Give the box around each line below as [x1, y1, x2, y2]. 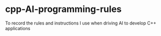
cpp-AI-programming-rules [5, 3, 121, 15]
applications [5, 25, 30, 31]
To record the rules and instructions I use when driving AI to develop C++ [5, 20, 156, 26]
